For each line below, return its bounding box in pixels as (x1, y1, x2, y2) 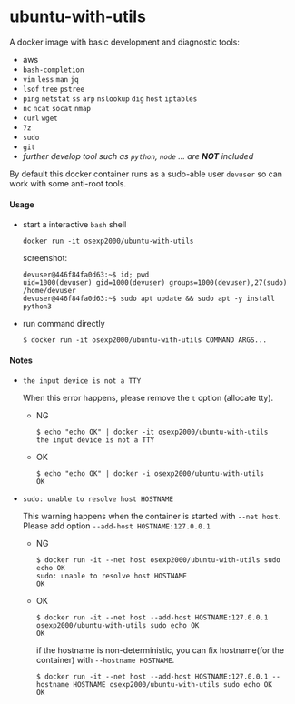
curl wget (22, 114, 59, 123)
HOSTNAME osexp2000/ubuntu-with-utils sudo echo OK (73, 680, 272, 689)
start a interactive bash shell (22, 219, 127, 230)
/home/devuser (22, 287, 76, 296)
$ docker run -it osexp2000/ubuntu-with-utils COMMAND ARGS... (22, 336, 268, 345)
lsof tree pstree (22, 85, 84, 94)
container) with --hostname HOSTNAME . (35, 655, 175, 666)
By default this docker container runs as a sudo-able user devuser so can (9, 168, 283, 179)
